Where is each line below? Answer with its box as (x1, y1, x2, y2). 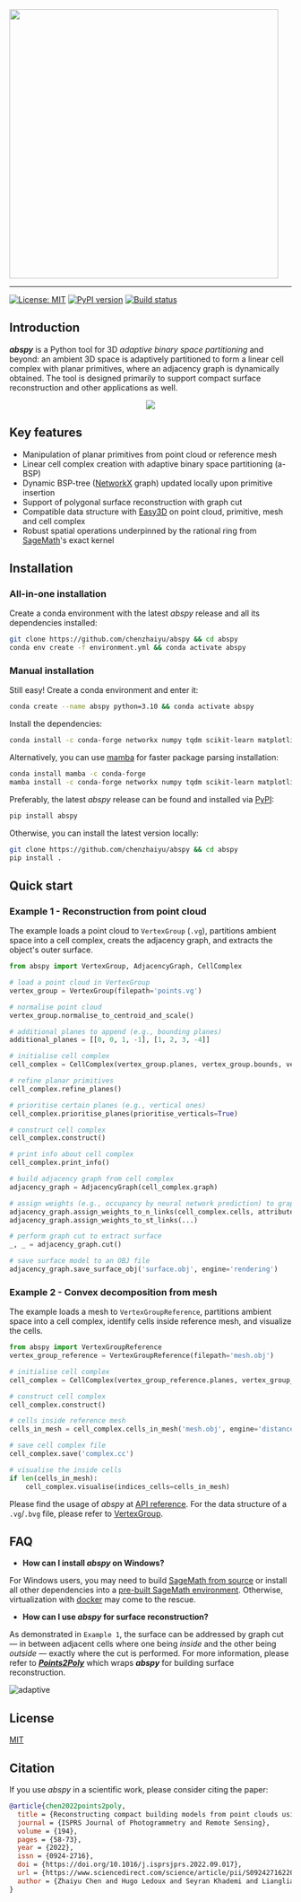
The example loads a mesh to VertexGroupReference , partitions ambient (9, 1306, 271, 1318)
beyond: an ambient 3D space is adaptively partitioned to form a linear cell (9, 354, 284, 364)
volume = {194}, (17, 1827, 78, 1836)
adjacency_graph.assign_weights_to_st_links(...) (9, 1215, 199, 1224)
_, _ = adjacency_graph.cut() (9, 1240, 123, 1249)
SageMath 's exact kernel (21, 534, 115, 546)
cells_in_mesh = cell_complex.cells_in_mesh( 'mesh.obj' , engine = (9, 1424, 258, 1434)
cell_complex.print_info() (9, 1158, 110, 1168)
